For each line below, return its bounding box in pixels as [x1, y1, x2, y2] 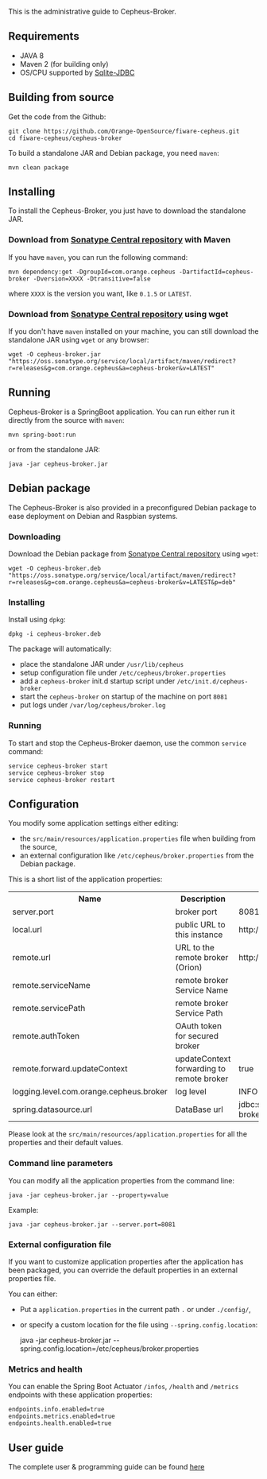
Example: [8, 1205, 39, 1214]
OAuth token [175, 1020, 222, 1032]
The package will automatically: [8, 644, 112, 654]
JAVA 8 [19, 51, 44, 60]
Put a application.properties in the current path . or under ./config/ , [19, 1304, 252, 1314]
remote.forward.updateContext [12, 1063, 129, 1074]
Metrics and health [8, 1363, 83, 1374]
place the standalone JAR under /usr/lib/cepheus [19, 660, 184, 669]
